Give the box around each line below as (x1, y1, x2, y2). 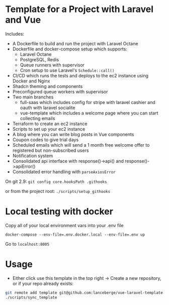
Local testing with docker (5, 206, 113, 217)
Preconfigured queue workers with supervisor (12, 88, 108, 94)
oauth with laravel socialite (20, 105, 75, 111)
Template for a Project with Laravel (5, 4, 154, 15)
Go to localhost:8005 (5, 241, 49, 247)
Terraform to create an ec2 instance (12, 121, 88, 127)
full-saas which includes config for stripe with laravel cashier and (20, 99, 156, 105)
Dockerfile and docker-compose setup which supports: (12, 46, 127, 52)
